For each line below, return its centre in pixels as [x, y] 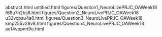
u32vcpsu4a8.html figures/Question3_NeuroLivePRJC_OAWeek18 [74, 18]
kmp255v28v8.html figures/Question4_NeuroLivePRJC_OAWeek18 [75, 23]
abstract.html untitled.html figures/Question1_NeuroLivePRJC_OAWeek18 [81, 7]
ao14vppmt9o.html [25, 29]
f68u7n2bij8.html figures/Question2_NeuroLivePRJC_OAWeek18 [72, 13]
